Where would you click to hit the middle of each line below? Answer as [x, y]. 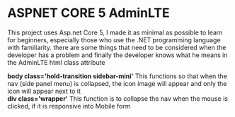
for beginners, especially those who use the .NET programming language [114, 39]
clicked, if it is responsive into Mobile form [69, 106]
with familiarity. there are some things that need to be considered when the [117, 47]
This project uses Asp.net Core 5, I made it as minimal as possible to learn [115, 32]
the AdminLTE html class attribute [56, 62]
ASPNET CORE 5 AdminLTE [88, 13]
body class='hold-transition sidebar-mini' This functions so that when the [117, 76]
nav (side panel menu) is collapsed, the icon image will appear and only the [117, 83]
